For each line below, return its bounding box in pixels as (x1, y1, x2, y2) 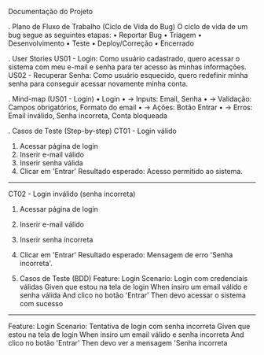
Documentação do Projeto (8, 7, 93, 16)
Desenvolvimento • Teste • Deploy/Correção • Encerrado (8, 39, 195, 48)
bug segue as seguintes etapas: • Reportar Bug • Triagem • (8, 31, 203, 39)
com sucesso (19, 299, 64, 308)
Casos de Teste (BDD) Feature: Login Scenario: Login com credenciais (19, 274, 248, 283)
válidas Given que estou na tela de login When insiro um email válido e (19, 283, 248, 291)
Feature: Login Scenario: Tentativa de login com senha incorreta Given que (8, 322, 251, 331)
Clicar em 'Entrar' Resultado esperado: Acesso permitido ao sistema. (19, 167, 244, 176)
